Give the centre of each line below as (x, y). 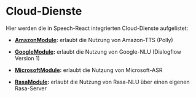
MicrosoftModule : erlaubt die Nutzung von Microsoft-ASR (88, 70)
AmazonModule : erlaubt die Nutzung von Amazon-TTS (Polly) (94, 40)
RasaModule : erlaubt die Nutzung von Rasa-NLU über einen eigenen (102, 82)
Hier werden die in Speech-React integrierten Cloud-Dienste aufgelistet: (97, 28)
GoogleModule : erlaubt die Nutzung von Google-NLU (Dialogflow (98, 52)
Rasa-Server (30, 88)
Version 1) (27, 58)
